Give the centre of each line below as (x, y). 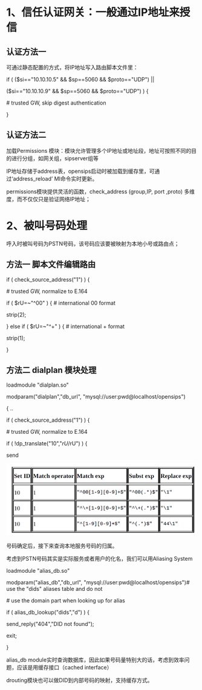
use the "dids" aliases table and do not (54, 589)
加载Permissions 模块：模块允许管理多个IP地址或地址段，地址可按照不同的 (99, 150)
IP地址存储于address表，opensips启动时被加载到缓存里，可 (80, 171)
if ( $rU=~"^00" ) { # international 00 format (61, 303)
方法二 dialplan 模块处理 (51, 370)
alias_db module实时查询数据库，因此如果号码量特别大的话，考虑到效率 (95, 660)
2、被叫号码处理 (47, 226)
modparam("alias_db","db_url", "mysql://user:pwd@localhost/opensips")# (98, 582)
